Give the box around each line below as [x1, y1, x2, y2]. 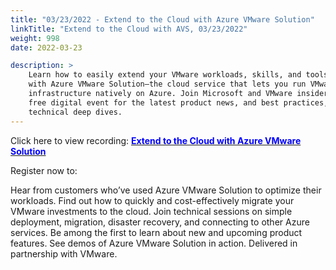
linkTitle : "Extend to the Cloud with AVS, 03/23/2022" [10, 24, 248, 34]
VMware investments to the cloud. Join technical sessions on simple [10, 205, 293, 217]
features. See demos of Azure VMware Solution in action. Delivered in [10, 237, 298, 249]
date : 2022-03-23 [10, 42, 83, 53]
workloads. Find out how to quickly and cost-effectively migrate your [10, 194, 295, 206]
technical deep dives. [28, 107, 123, 117]
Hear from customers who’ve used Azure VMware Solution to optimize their [10, 184, 322, 196]
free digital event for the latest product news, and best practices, [28, 97, 329, 108]
